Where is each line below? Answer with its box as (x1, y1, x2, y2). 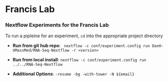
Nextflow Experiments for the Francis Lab (5, 22, 109, 29)
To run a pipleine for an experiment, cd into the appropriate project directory (5, 33, 163, 39)
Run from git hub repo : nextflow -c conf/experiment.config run (12, 43, 150, 49)
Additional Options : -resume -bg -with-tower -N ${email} (12, 71, 135, 77)
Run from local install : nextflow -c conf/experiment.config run (12, 57, 146, 63)
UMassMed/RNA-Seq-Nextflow (12, 48, 70, 53)
